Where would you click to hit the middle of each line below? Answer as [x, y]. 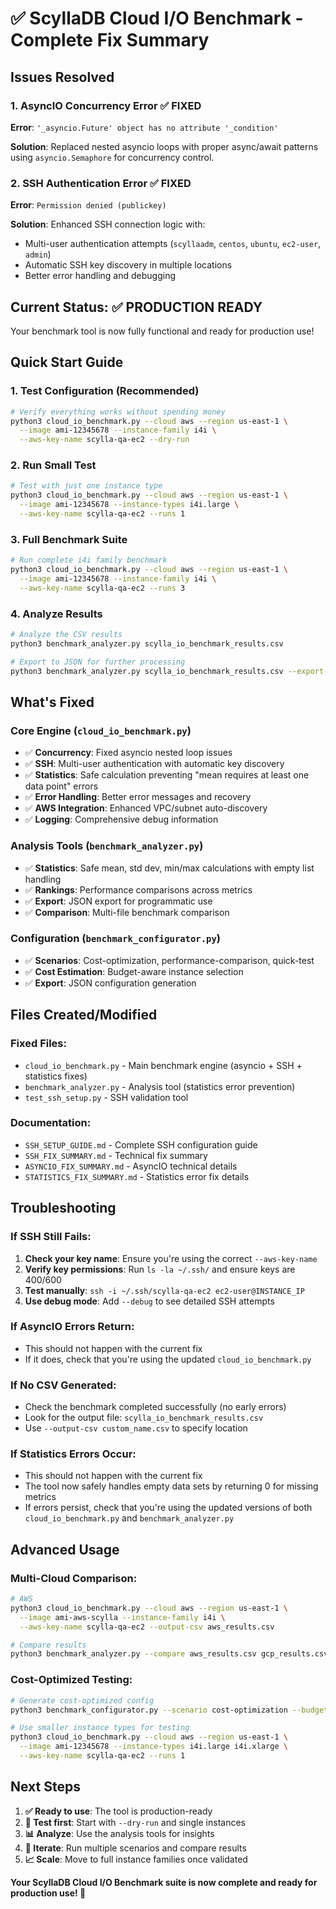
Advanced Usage [65, 1549]
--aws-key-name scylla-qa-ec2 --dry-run [104, 440]
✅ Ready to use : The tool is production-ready [118, 1811]
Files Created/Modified [84, 1015]
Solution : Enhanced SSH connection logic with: [108, 224]
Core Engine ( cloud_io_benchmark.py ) [101, 730]
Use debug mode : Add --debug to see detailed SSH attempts [149, 1301]
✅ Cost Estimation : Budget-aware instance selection [134, 971]
